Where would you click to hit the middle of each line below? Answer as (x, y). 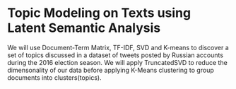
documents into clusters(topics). (54, 77)
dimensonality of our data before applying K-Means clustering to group (111, 70)
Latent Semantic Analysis (84, 28)
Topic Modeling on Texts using (99, 13)
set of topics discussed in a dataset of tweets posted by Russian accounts (116, 55)
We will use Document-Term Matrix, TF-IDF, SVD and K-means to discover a (118, 47)
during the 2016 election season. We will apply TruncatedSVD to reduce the (117, 62)
